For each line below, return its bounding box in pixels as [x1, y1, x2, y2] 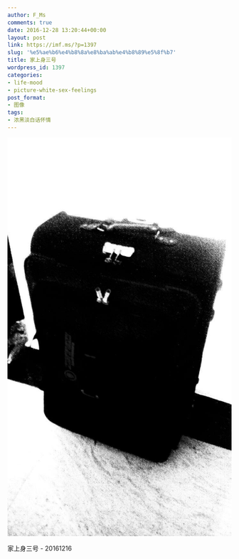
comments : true [7, 18, 53, 26]
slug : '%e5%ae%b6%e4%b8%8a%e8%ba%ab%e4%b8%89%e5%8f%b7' [7, 49, 176, 56]
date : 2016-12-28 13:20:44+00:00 [7, 26, 107, 33]
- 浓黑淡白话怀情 [7, 117, 51, 124]
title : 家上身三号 [7, 57, 57, 64]
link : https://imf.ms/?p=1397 [7, 41, 97, 49]
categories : [7, 71, 43, 78]
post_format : [7, 94, 46, 101]
